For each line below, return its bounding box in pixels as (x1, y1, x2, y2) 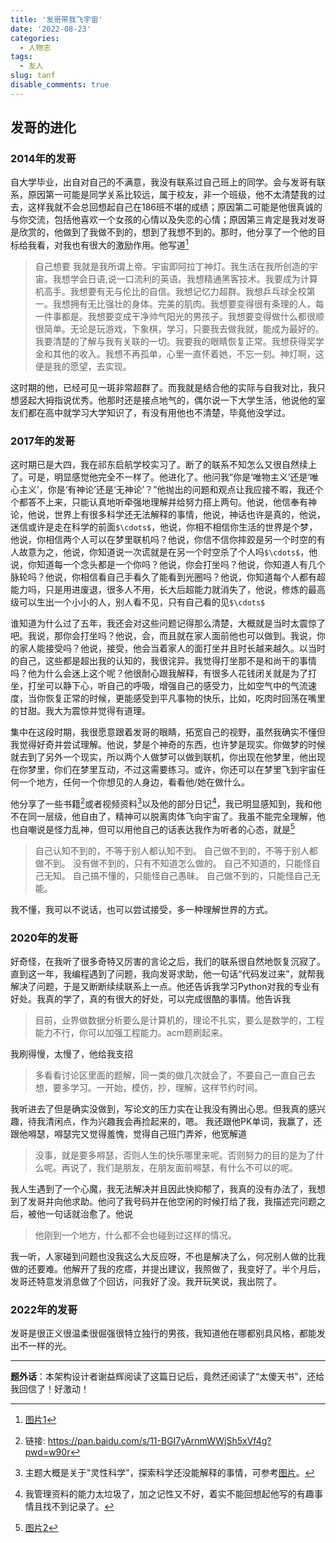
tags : (10, 52, 33, 62)
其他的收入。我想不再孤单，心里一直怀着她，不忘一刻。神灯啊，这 (52, 348, 325, 360)
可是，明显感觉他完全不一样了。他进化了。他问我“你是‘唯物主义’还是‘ (27, 471, 311, 483)
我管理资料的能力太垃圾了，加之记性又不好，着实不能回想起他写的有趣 (24, 1488, 315, 1500)
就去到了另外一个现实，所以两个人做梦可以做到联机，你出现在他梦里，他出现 (10, 751, 326, 763)
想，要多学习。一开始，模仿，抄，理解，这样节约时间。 (34, 1082, 263, 1093)
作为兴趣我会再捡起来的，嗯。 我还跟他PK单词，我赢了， (79, 1116, 314, 1127)
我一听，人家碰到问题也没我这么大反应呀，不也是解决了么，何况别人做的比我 (10, 1251, 326, 1262)
